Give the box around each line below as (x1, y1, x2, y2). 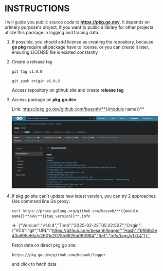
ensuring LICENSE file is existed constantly (11, 49, 98, 55)
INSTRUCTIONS (4, 3, 70, 14)
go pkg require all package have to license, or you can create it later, (11, 44, 149, 50)
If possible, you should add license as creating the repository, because (11, 39, 154, 44)
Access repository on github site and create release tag (11, 87, 124, 93)
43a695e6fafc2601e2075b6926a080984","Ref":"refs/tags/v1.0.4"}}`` (11, 232, 150, 238)
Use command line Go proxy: (11, 198, 70, 204)
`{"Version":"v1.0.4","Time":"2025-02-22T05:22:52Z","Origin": (17, 222, 142, 228)
